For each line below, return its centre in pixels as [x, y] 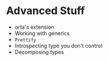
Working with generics [42, 33]
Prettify [25, 40]
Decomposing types [39, 52]
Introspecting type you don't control [58, 46]
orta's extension [34, 27]
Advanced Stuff [45, 11]
